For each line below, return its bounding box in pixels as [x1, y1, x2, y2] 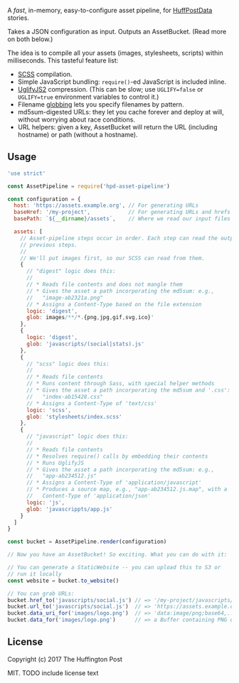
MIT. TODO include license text [7, 668, 99, 677]
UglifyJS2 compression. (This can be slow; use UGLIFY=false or [17, 85, 204, 93]
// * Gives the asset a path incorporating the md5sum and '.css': [26, 387, 231, 394]
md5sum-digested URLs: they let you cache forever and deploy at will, [17, 108, 224, 116]
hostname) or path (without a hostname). [17, 131, 138, 139]
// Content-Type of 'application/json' [26, 493, 152, 500]
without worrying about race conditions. [17, 115, 135, 124]
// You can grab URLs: [7, 590, 75, 597]
